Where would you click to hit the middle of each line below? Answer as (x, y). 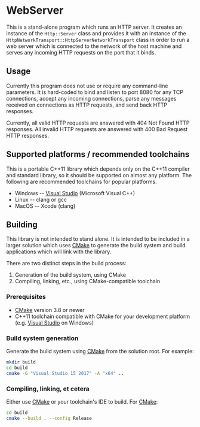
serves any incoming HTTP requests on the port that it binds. (81, 52)
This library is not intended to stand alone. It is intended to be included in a (98, 239)
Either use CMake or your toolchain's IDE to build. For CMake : (82, 401)
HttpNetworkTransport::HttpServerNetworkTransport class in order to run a (98, 40)
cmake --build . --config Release (49, 418)
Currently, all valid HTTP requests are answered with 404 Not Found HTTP (98, 123)
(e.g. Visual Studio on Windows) (54, 322)
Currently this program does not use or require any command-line (87, 86)
